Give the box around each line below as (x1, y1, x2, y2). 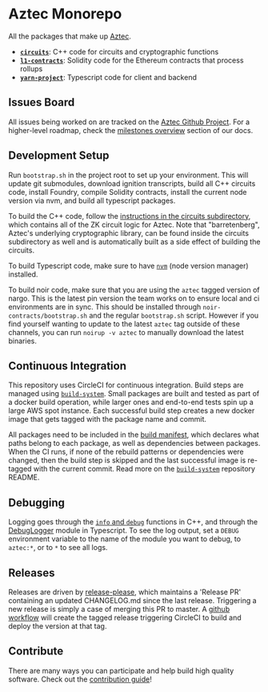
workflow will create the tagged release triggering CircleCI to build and (8, 613, 242, 622)
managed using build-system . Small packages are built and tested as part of (8, 389, 260, 399)
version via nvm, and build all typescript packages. (8, 196, 176, 205)
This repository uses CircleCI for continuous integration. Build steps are (8, 380, 244, 390)
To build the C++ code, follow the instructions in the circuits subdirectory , (8, 211, 251, 221)
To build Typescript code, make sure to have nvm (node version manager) (8, 261, 250, 270)
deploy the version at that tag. (8, 621, 107, 630)
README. (8, 472, 40, 482)
